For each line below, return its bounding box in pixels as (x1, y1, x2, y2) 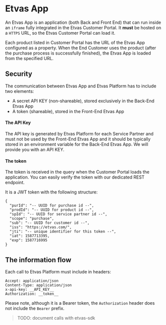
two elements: (5, 88, 34, 94)
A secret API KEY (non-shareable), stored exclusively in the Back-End (12, 98, 155, 104)
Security (5, 70, 32, 78)
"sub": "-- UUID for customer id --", (9, 220, 90, 226)
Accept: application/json (5, 278, 58, 283)
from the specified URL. (5, 55, 54, 61)
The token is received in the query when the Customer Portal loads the (5, 169, 150, 175)
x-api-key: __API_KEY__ (5, 287, 55, 292)
